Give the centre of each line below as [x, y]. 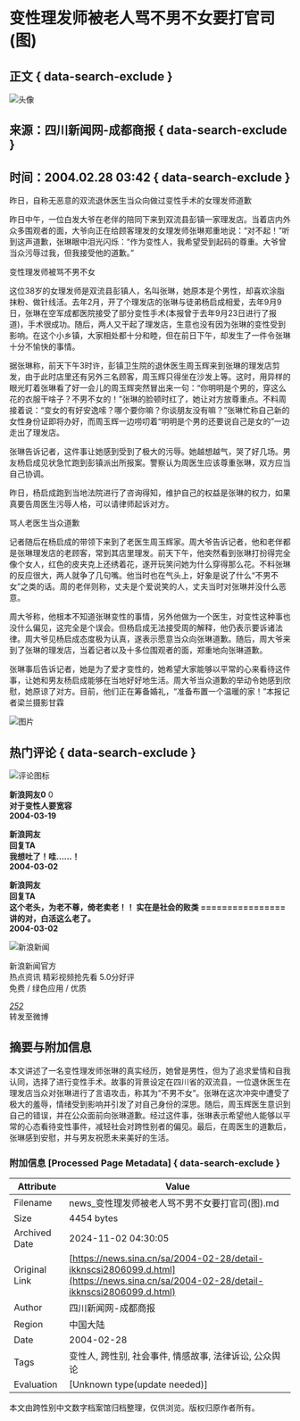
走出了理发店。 [37, 433]
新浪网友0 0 [31, 794]
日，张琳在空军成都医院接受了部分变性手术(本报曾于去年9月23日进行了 [139, 313]
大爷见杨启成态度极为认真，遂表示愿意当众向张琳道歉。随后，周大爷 [158, 639]
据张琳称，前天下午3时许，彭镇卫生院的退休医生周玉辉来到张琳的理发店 [141, 366]
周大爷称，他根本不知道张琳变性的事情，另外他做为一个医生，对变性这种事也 [150, 617]
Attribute [37, 1186]
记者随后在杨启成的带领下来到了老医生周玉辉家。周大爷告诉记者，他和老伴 [146, 542]
